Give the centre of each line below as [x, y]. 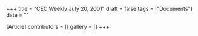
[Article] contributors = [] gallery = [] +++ [58, 27]
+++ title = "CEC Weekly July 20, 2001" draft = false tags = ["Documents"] [99, 9]
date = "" [18, 15]
